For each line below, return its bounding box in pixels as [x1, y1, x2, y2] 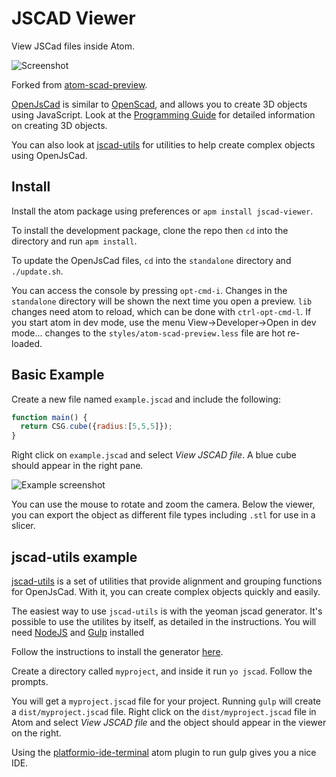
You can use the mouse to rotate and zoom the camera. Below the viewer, [11, 498, 316, 511]
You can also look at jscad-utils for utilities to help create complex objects [11, 138, 316, 151]
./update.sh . [11, 265, 64, 277]
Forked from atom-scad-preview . [11, 78, 148, 91]
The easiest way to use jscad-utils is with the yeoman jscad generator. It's [11, 605, 323, 617]
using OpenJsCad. [11, 149, 88, 161]
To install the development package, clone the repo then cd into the [11, 224, 289, 236]
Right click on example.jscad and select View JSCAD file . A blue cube [11, 449, 297, 461]
